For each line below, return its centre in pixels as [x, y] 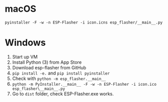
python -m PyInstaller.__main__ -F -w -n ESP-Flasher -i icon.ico [84, 84]
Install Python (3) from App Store [47, 62]
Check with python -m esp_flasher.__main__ [59, 78]
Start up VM [25, 57]
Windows [25, 43]
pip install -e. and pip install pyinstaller [61, 73]
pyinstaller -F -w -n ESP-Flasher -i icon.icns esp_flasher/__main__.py [84, 22]
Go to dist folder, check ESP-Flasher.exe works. [63, 94]
